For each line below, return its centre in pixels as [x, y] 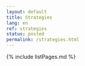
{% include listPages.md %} [41, 57]
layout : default [27, 12]
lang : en [17, 23]
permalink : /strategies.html [43, 40]
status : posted [25, 34]
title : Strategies [29, 17]
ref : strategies [27, 28]
